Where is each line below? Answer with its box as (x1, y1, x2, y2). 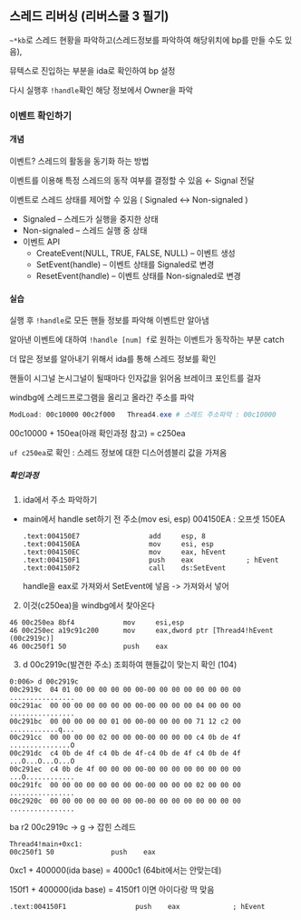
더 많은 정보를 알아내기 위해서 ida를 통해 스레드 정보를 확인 (9, 354, 217, 365)
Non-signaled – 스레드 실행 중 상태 (22, 225, 148, 235)
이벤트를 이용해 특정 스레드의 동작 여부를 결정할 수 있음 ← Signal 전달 (9, 175, 256, 185)
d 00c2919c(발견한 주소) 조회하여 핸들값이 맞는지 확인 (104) (22, 658, 238, 670)
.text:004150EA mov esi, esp (22, 539, 215, 548)
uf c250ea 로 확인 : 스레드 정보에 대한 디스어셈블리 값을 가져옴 (9, 447, 228, 458)
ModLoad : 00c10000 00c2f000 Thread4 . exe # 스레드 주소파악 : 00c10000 (9, 410, 277, 420)
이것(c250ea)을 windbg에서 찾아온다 (22, 599, 156, 611)
